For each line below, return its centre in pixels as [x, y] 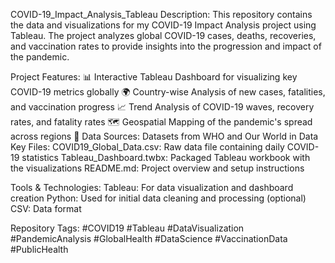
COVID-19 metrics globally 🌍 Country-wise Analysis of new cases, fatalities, [168, 92]
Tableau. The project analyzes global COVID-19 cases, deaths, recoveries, [163, 35]
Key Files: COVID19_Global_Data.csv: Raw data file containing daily [147, 147]
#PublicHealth [39, 249]
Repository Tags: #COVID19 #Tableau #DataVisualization [127, 228]
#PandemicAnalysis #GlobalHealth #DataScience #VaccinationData [149, 238]
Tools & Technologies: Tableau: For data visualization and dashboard [152, 187]
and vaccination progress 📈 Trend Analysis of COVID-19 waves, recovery [162, 107]
